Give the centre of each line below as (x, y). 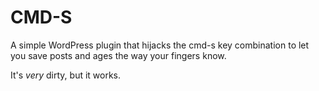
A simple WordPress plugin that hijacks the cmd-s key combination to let (160, 45)
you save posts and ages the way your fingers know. (118, 55)
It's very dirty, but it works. (66, 75)
